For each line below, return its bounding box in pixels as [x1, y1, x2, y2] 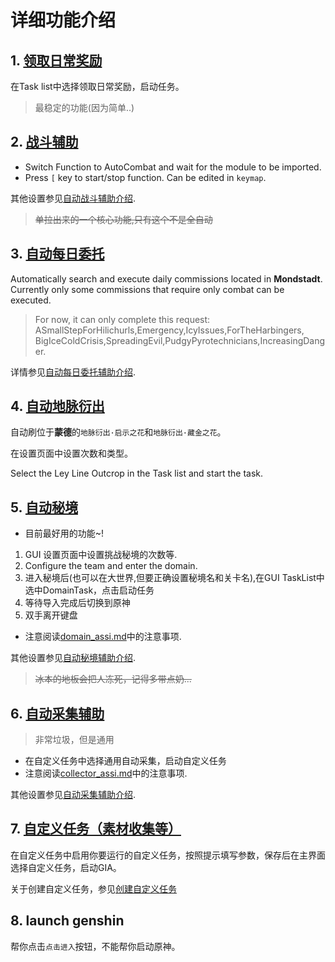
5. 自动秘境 [10, 499, 78, 516]
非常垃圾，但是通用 [34, 734, 115, 746]
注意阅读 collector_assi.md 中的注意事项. [24, 767, 188, 780]
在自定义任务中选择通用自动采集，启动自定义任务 [24, 755, 227, 767]
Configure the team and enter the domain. [24, 560, 198, 572]
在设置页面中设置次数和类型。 [10, 447, 133, 460]
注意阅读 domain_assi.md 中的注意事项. [24, 631, 182, 643]
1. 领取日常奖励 [10, 52, 103, 69]
